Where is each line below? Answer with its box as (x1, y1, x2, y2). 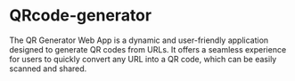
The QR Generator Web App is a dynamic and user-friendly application (9, 35, 269, 45)
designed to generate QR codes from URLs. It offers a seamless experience (9, 44, 287, 54)
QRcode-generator (9, 5, 152, 26)
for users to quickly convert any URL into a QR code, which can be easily (9, 53, 277, 64)
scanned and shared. (9, 63, 87, 74)
